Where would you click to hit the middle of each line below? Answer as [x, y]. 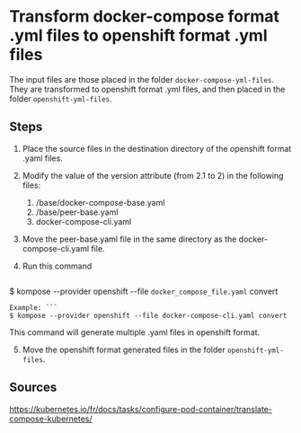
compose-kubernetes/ [51, 419]
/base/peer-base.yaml [77, 212]
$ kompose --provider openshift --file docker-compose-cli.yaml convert [148, 315]
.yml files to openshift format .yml [138, 35]
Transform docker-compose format [145, 17]
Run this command [57, 266]
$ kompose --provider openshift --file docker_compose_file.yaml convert [144, 291]
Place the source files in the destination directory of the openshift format [157, 148]
